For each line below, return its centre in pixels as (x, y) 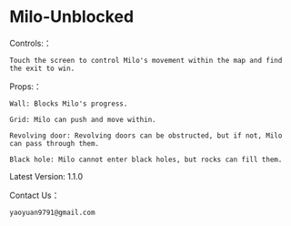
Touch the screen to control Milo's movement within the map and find (146, 60)
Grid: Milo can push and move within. (83, 119)
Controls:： (30, 43)
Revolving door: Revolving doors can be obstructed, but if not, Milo (146, 135)
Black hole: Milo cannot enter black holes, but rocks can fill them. (146, 159)
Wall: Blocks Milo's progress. (69, 103)
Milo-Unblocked (72, 17)
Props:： (26, 86)
